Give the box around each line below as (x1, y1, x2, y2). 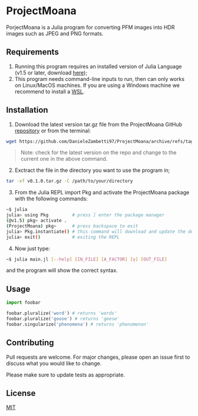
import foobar (6, 300, 41, 305)
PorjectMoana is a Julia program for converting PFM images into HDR (6, 24, 175, 31)
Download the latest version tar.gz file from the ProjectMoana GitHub (14, 121, 183, 128)
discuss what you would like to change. (6, 359, 102, 367)
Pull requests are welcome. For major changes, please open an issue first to (6, 353, 190, 360)
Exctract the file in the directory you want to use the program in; (14, 167, 170, 174)
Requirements (6, 47, 59, 57)
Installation (6, 105, 48, 115)
